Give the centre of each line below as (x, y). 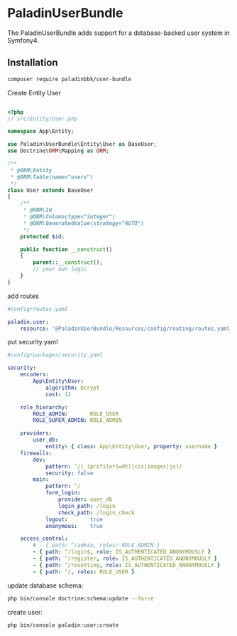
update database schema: (45, 585)
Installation (33, 63)
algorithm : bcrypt (72, 388)
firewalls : (36, 453)
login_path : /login (87, 506)
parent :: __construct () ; (68, 263)
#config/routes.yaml (38, 309)
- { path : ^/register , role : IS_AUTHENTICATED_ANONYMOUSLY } (125, 558)
